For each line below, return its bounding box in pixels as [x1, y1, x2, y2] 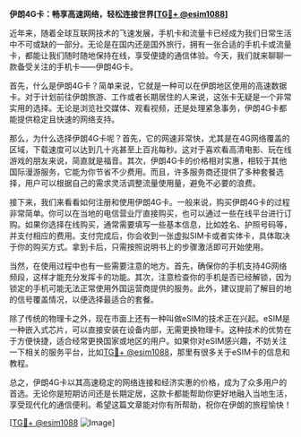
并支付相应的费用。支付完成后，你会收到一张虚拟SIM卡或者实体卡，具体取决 [9, 230, 291, 241]
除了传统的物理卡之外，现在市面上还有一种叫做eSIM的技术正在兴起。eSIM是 [9, 313, 291, 323]
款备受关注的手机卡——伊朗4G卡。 [9, 62, 139, 72]
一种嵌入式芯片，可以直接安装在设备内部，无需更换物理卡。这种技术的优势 [9, 324, 284, 335]
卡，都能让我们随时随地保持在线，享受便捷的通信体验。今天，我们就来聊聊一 [9, 50, 292, 61]
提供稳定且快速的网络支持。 [16, 114, 119, 124]
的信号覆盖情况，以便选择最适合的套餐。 [9, 295, 159, 304]
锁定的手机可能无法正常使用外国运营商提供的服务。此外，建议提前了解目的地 [9, 283, 292, 294]
